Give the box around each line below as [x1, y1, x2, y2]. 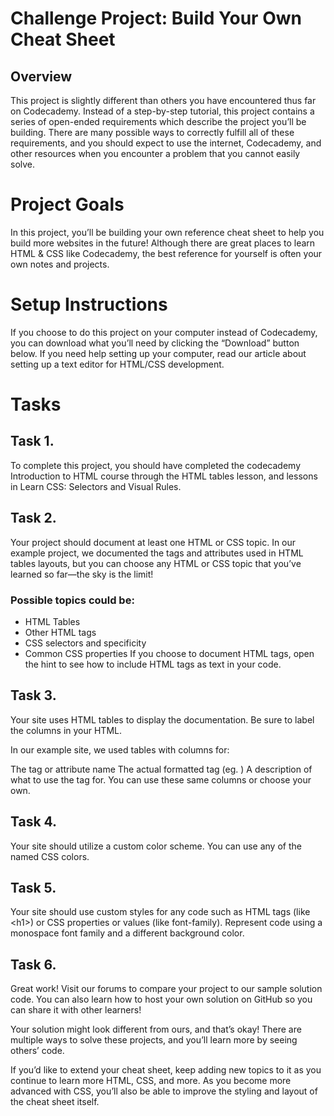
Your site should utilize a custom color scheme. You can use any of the [10, 840, 302, 852]
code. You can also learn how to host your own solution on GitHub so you [10, 993, 313, 1006]
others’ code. [10, 1045, 65, 1057]
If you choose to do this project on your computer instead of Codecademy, [10, 326, 318, 338]
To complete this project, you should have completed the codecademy [10, 459, 301, 471]
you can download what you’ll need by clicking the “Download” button [10, 337, 300, 349]
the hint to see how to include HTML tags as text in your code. [24, 658, 282, 670]
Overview [10, 68, 73, 85]
